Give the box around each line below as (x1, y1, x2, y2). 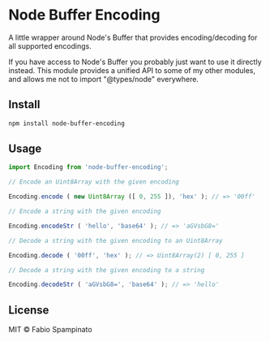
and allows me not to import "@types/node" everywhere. (8, 74, 199, 84)
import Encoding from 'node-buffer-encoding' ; (8, 163, 169, 171)
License (8, 303, 49, 317)
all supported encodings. (8, 41, 92, 50)
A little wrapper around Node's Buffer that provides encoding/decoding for (8, 32, 258, 42)
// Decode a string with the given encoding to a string (8, 266, 205, 274)
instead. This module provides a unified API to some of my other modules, (8, 65, 255, 75)
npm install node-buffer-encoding (8, 119, 126, 128)
